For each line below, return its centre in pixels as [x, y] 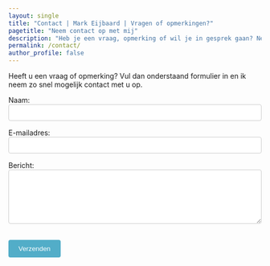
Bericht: [21, 165]
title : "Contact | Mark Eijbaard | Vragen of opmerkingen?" [111, 23]
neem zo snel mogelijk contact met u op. [76, 84]
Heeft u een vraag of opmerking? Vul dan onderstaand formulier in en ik [127, 76]
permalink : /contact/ [45, 46]
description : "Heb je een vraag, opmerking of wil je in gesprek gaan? [131, 38]
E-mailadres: [29, 133]
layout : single [34, 16]
